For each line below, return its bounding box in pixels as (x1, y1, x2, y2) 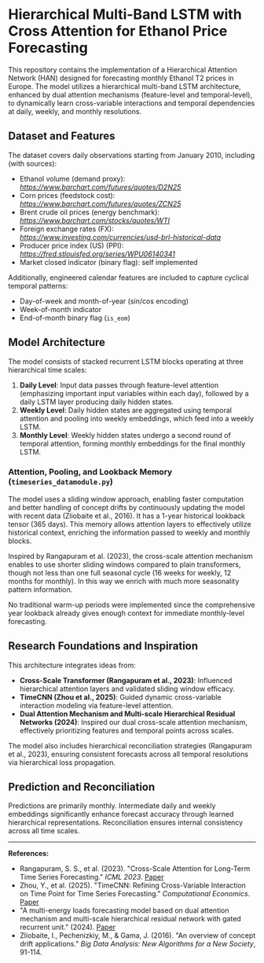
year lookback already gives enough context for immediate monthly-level (8, 608, 245, 618)
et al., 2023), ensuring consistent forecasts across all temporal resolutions (8, 749, 249, 759)
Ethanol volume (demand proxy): (19, 174, 126, 183)
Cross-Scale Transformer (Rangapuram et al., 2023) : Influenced (19, 675, 233, 685)
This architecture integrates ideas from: (8, 660, 136, 670)
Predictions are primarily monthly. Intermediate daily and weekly (8, 801, 216, 810)
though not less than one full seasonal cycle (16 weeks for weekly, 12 (8, 568, 232, 577)
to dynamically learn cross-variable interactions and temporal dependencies (8, 98, 255, 108)
